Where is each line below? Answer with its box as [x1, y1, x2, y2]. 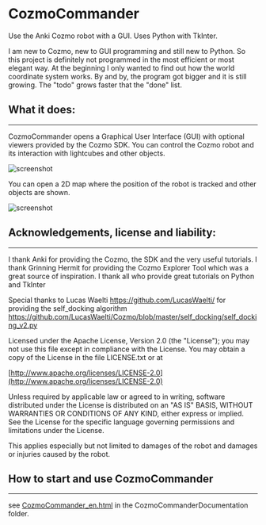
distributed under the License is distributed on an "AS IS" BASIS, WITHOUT [8, 400, 253, 409]
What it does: [8, 103, 76, 117]
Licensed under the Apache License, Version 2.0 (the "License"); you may [8, 335, 250, 345]
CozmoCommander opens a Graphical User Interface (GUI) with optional [8, 132, 245, 141]
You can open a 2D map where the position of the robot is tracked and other [8, 179, 257, 189]
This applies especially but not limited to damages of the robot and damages [8, 441, 258, 450]
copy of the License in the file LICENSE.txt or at [8, 352, 164, 362]
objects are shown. [8, 187, 70, 197]
